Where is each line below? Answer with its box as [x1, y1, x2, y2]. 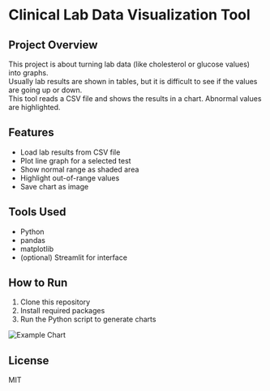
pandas [19, 235, 46, 244]
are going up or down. [8, 85, 83, 95]
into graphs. [8, 68, 49, 78]
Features [8, 125, 54, 139]
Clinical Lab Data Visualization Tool [8, 6, 251, 24]
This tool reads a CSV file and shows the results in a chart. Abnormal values [8, 94, 262, 103]
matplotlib [19, 244, 54, 253]
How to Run [8, 276, 68, 290]
